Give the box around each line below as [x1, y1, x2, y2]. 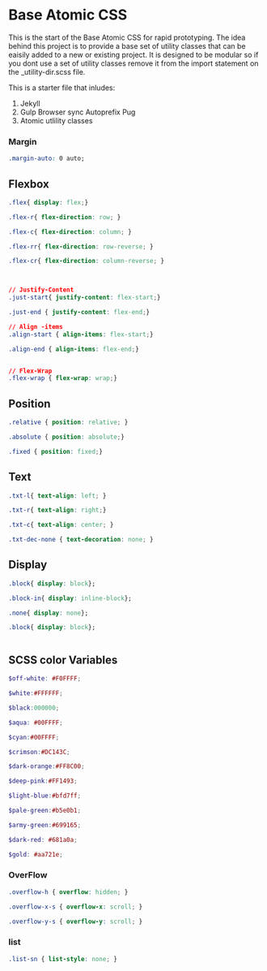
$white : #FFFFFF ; [8, 689, 63, 697]
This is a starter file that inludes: [8, 83, 116, 93]
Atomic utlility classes [19, 115, 93, 125]
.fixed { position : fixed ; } [8, 447, 104, 455]
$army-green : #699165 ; [8, 821, 82, 829]
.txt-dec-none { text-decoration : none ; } [8, 536, 154, 544]
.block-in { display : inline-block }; [8, 594, 132, 602]
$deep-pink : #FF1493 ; [8, 777, 78, 785]
